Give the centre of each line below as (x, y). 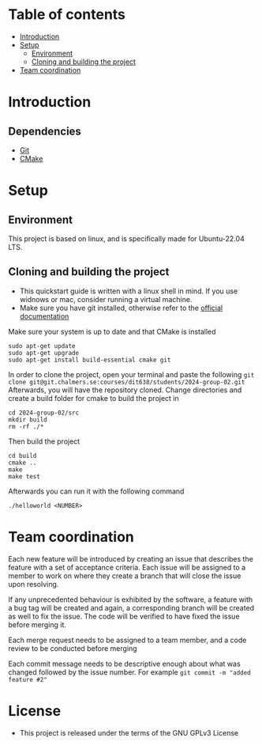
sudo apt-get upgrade (44, 353)
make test (24, 476)
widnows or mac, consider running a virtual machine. (106, 299)
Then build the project (44, 441)
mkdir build (28, 420)
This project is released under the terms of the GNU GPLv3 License (129, 732)
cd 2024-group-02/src (44, 413)
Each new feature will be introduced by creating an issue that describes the (131, 558)
